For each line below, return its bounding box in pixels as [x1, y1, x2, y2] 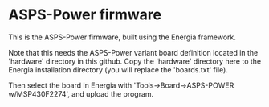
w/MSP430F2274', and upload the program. [8, 88, 154, 98]
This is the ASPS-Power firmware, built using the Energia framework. [8, 32, 237, 42]
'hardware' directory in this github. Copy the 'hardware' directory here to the [8, 56, 262, 66]
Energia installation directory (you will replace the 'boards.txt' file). [8, 64, 229, 74]
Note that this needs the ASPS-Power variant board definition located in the [8, 47, 259, 57]
